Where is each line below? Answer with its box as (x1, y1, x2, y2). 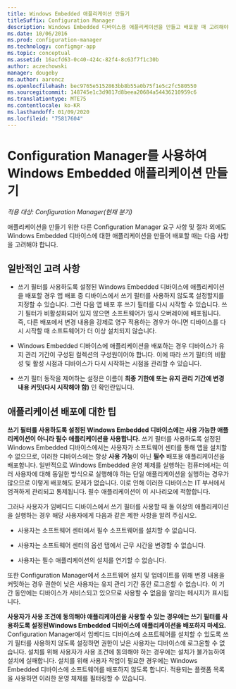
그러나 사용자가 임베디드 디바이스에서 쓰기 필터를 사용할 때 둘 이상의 (7, 502, 194, 511)
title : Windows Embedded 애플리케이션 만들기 (7, 10, 130, 18)
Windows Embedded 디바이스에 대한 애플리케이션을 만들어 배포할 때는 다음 (7, 231, 216, 240)
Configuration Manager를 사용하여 (7, 147, 207, 163)
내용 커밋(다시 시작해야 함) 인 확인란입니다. (17, 383, 135, 392)
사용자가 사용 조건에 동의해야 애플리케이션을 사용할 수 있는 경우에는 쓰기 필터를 (7, 612, 221, 621)
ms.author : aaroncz (7, 75, 65, 83)
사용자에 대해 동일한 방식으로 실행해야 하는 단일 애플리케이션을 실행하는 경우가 (14, 470, 230, 478)
